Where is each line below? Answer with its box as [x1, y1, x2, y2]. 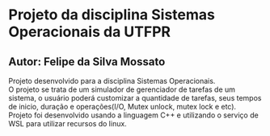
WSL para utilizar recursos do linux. [8, 119, 127, 128]
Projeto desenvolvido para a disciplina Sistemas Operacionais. [8, 76, 216, 85]
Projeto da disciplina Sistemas [8, 6, 216, 24]
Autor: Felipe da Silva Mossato [8, 55, 166, 68]
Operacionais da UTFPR [8, 23, 171, 41]
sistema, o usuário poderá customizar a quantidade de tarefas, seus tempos [8, 93, 262, 102]
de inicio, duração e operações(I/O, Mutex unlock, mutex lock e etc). [8, 102, 237, 111]
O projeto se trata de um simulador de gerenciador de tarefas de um [8, 84, 236, 94]
